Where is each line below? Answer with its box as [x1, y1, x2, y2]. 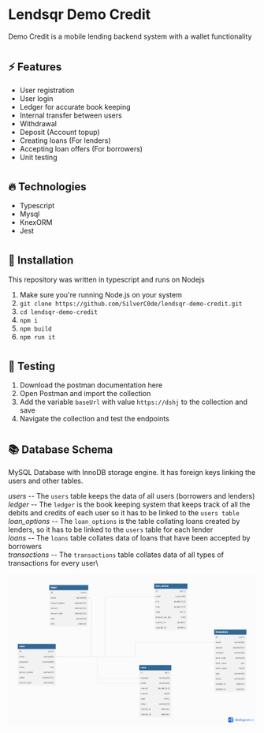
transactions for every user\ [8, 558, 99, 567]
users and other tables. [8, 476, 84, 485]
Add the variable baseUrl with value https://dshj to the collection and [19, 397, 248, 407]
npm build [19, 325, 53, 333]
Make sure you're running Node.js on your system [19, 290, 183, 299]
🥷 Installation [8, 254, 74, 267]
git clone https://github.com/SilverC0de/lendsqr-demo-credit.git [19, 300, 243, 308]
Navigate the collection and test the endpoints [19, 414, 169, 424]
